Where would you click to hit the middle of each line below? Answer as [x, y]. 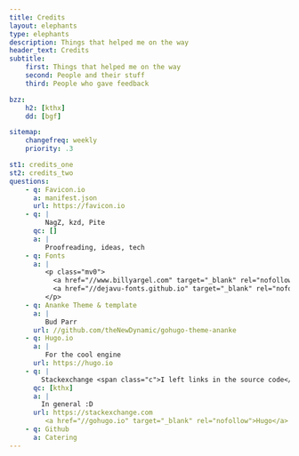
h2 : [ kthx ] [45, 108]
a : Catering [55, 437]
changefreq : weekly [61, 140]
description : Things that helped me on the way [99, 42]
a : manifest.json [65, 198]
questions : [29, 181]
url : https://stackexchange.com [93, 413]
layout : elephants [43, 26]
